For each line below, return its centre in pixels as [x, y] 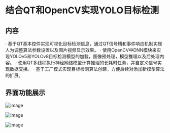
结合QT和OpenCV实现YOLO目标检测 [82, 10]
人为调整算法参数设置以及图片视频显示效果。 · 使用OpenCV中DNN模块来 [81, 50]
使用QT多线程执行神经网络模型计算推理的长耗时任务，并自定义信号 [88, 63]
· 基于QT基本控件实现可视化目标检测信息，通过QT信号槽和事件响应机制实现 [84, 44]
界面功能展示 [25, 93]
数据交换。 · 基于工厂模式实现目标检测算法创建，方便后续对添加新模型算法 [87, 69]
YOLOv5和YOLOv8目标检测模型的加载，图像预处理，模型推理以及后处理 [84, 56]
